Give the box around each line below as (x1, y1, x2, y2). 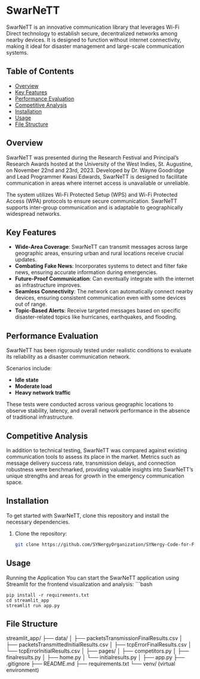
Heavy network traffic (14, 389, 71, 396)
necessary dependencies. (6, 518, 70, 525)
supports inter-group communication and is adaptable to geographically (6, 203, 183, 211)
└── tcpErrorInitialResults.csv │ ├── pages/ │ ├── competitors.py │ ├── (6, 647, 189, 654)
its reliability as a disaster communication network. (6, 353, 131, 360)
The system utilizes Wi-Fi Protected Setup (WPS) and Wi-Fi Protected (6, 191, 178, 198)
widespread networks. (6, 210, 61, 217)
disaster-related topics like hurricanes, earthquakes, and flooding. (14, 313, 177, 321)
